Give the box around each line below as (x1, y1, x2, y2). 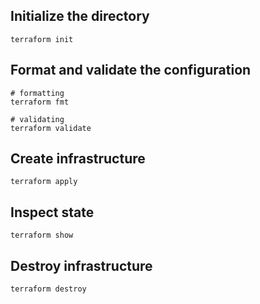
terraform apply (10, 177, 78, 187)
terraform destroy (10, 284, 87, 294)
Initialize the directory (10, 8, 150, 25)
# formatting (10, 88, 65, 98)
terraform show (10, 230, 74, 241)
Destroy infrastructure (10, 257, 153, 274)
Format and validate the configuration (10, 62, 252, 79)
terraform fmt (10, 97, 70, 107)
